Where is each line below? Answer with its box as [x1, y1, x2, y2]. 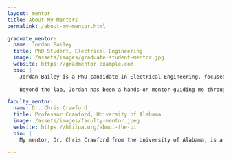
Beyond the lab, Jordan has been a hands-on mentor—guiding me [19, 86, 205, 93]
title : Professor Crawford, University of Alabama [13, 111, 162, 118]
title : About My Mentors [7, 16, 78, 23]
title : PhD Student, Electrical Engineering [13, 48, 143, 55]
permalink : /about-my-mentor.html [7, 23, 107, 29]
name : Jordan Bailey [13, 42, 72, 49]
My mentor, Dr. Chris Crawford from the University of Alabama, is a [19, 136, 223, 144]
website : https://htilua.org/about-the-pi [13, 124, 137, 131]
